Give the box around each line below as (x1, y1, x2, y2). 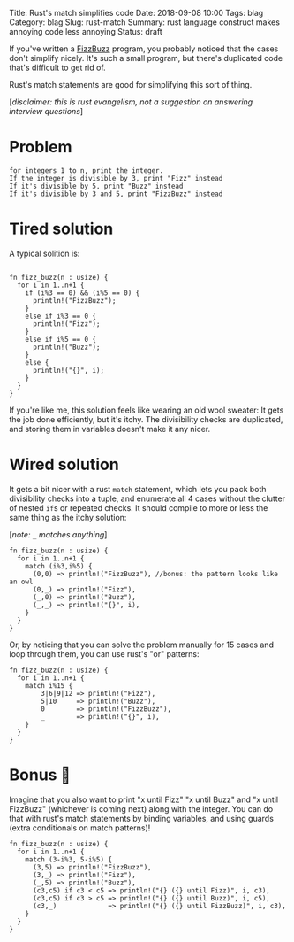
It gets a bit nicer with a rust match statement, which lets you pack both (9, 483, 267, 494)
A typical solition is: (9, 248, 80, 259)
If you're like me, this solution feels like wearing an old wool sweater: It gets (9, 405, 284, 415)
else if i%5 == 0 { (25, 335, 97, 344)
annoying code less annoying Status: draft (9, 27, 163, 36)
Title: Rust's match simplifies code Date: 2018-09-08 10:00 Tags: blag (9, 8, 264, 18)
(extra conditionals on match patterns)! (9, 822, 151, 833)
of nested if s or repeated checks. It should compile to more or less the (9, 502, 268, 513)
